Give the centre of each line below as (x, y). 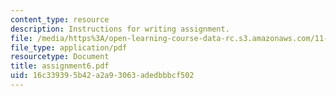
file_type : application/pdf (69, 47)
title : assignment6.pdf (60, 66)
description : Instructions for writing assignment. (120, 29)
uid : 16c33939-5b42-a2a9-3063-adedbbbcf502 (102, 76)
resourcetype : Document (60, 57)
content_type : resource (60, 19)
